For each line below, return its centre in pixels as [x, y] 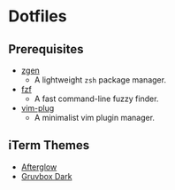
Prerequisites [46, 49]
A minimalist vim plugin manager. [95, 118]
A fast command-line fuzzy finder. [96, 99]
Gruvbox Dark [46, 176]
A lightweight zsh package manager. [100, 80]
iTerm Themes [49, 145]
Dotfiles [38, 16]
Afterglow [39, 167]
